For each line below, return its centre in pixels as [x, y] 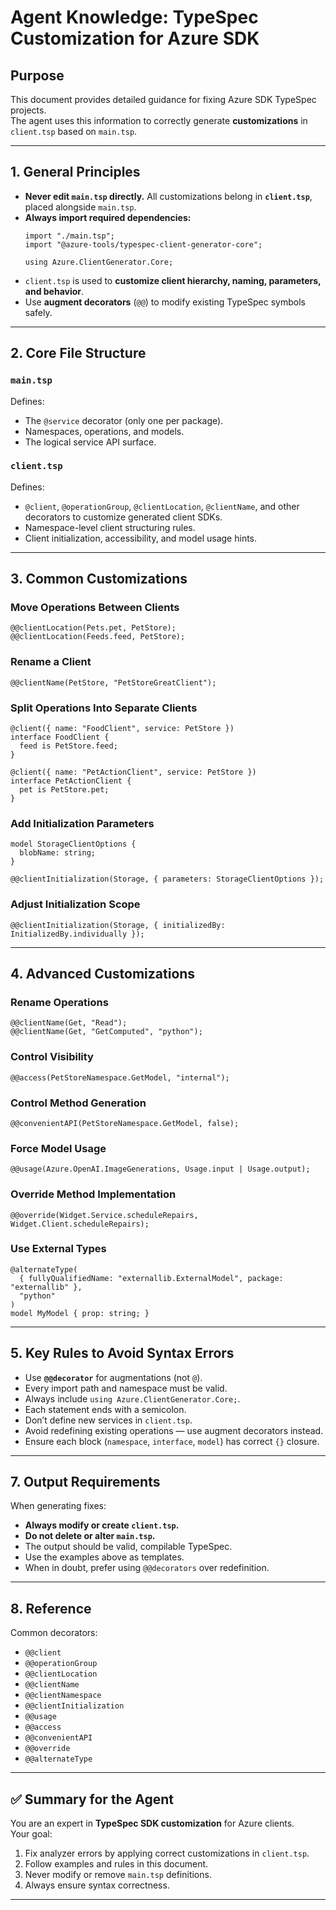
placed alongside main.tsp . [80, 207]
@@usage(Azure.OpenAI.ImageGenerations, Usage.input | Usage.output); [160, 1169]
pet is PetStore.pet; [64, 790]
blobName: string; [58, 853]
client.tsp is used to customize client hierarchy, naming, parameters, [173, 280]
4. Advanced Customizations [103, 974]
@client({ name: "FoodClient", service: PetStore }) [122, 729]
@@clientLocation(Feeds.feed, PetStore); [98, 637]
